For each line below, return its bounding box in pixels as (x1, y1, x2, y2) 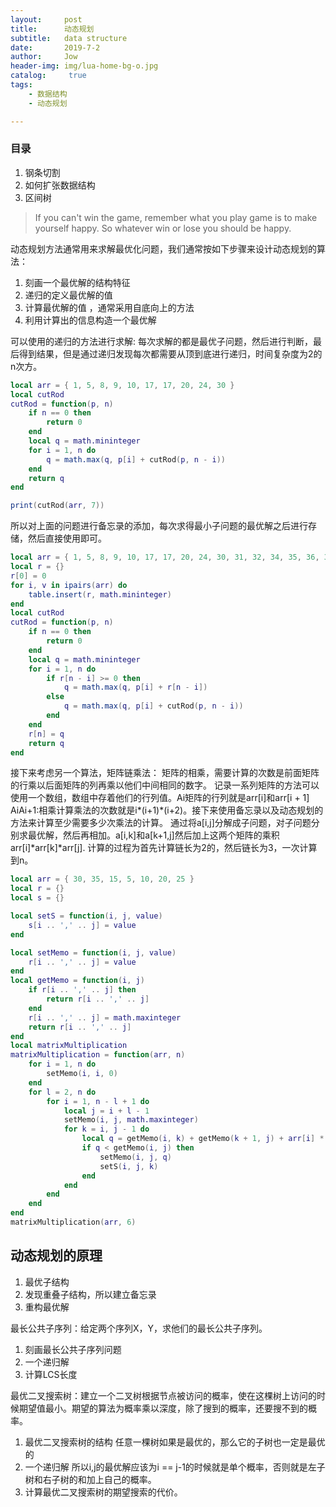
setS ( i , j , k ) (99, 1161, 159, 1171)
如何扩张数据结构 (24, 179, 96, 191)
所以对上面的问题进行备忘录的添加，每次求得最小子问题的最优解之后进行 (10, 520, 308, 532)
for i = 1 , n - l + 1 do (46, 1096, 150, 1106)
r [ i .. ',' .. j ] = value (28, 957, 137, 967)
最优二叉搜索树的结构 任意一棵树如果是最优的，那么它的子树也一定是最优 (24, 1436, 326, 1448)
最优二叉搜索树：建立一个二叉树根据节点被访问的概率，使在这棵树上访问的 (10, 1389, 317, 1401)
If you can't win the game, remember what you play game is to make (34, 211, 318, 223)
